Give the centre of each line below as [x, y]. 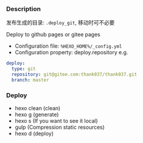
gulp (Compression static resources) [60, 128]
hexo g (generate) [37, 114]
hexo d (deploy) [34, 133]
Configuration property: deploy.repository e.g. [71, 52]
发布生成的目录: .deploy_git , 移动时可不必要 [60, 23]
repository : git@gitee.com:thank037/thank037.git [74, 74]
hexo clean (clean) [38, 108]
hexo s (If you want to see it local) [56, 121]
